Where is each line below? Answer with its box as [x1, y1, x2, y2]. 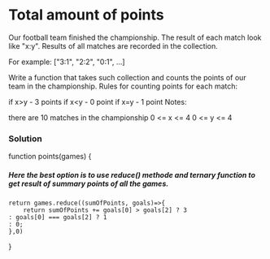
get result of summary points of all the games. [8, 179, 169, 188]
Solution [8, 132, 43, 144]
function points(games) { [8, 152, 92, 162]
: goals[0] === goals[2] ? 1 [8, 214, 107, 222]
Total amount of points [8, 6, 164, 24]
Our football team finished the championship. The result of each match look [8, 32, 262, 42]
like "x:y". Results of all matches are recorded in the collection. [8, 41, 218, 50]
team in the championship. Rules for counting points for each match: [8, 81, 238, 91]
